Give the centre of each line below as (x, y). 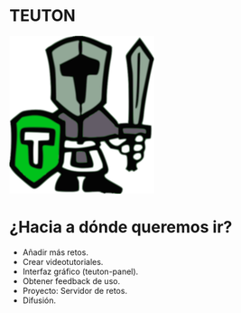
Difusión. (39, 300)
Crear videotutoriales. (63, 261)
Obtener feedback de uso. (71, 280)
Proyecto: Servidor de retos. (75, 290)
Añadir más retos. (55, 252)
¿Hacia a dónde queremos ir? (121, 228)
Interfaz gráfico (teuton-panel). (80, 271)
